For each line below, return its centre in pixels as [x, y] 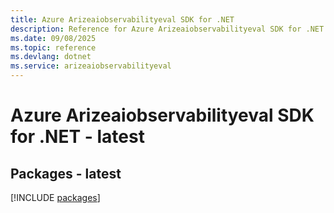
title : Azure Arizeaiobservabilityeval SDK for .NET [122, 19]
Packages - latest [66, 173]
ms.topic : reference [53, 47]
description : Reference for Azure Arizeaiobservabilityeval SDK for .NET [167, 29]
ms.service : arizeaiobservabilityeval [91, 66]
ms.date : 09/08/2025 [53, 38]
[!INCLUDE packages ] [55, 197]
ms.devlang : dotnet [51, 57]
